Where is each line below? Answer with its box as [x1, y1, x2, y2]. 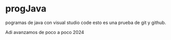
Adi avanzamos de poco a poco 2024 [5, 29, 84, 35]
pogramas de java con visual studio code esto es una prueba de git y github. [5, 19, 166, 25]
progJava [5, 3, 47, 14]
